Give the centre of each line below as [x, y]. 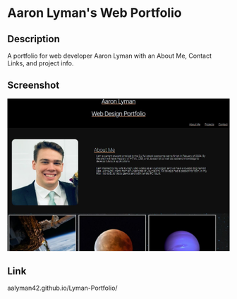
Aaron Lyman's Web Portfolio [95, 13]
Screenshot [34, 85]
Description [34, 39]
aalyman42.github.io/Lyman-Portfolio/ [62, 288]
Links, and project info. [41, 63]
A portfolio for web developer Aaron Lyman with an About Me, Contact [109, 56]
